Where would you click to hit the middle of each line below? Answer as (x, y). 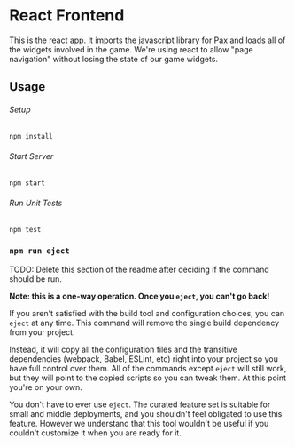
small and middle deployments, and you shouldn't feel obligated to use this (146, 413)
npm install (31, 136)
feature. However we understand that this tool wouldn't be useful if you (139, 423)
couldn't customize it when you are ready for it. (95, 433)
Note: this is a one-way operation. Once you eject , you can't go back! (140, 296)
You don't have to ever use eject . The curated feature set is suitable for (140, 404)
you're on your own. (46, 387)
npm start (27, 183)
